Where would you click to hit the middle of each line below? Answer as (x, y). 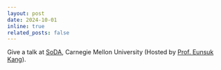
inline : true (26, 26)
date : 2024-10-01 (32, 20)
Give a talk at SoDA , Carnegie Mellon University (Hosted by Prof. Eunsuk (110, 52)
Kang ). (17, 60)
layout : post (26, 13)
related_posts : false (38, 33)
